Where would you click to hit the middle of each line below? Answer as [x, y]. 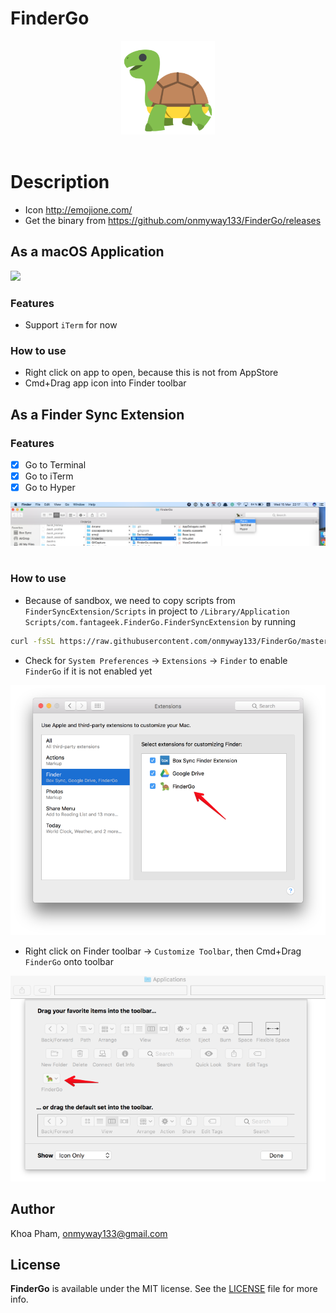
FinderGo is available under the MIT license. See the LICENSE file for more [164, 1289]
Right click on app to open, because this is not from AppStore [151, 373]
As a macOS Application [87, 252]
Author [32, 1209]
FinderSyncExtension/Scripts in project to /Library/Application [157, 611]
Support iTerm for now [71, 324]
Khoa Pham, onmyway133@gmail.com [89, 1233]
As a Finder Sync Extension [97, 414]
